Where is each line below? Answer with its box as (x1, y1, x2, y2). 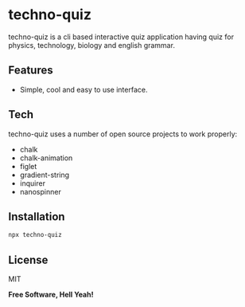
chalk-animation (19, 153, 73, 163)
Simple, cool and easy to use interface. (19, 85, 148, 94)
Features (8, 64, 53, 77)
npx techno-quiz (8, 231, 62, 239)
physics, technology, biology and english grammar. (8, 40, 175, 49)
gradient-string (19, 170, 70, 179)
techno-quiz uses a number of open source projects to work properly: (8, 129, 238, 139)
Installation (8, 210, 65, 223)
